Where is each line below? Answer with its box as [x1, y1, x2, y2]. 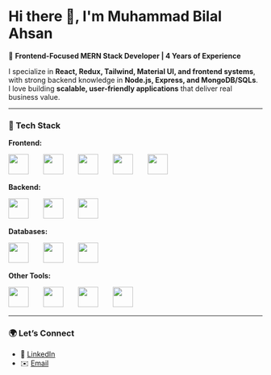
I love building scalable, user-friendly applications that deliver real [8, 84, 232, 93]
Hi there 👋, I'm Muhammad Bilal [8, 7, 223, 26]
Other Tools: [8, 271, 51, 281]
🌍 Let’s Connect [8, 328, 75, 339]
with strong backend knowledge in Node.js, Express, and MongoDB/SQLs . [8, 75, 258, 84]
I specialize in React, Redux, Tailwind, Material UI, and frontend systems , [8, 66, 256, 76]
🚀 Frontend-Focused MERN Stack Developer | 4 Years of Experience [8, 51, 241, 60]
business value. [8, 92, 60, 101]
